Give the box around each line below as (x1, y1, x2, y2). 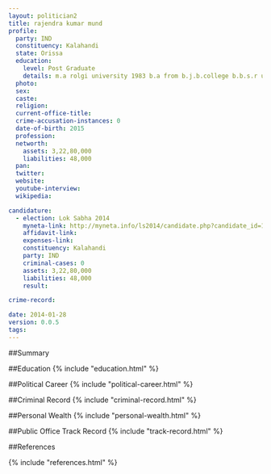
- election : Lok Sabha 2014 (15, 214, 110, 222)
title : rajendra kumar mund (8, 19, 103, 27)
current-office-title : (15, 110, 92, 118)
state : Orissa (15, 49, 63, 57)
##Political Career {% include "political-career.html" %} (8, 379, 194, 388)
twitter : (15, 170, 45, 178)
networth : (15, 139, 48, 148)
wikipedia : (15, 191, 52, 200)
